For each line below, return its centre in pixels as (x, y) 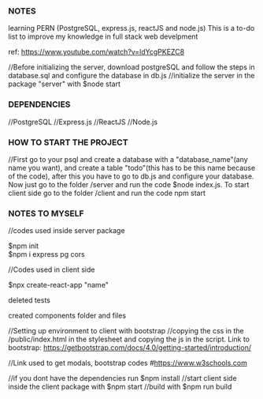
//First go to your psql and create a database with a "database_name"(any (128, 159)
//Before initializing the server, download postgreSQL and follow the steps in (131, 67)
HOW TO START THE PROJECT (68, 142)
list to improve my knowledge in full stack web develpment (103, 36)
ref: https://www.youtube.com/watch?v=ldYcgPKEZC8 (96, 52)
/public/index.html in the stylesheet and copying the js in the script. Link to (129, 339)
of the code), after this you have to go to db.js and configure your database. (131, 176)
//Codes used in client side (52, 269)
